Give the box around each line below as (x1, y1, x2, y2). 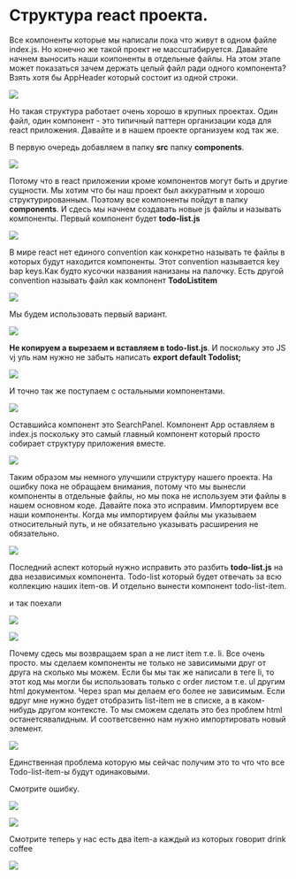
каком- (238, 695, 266, 706)
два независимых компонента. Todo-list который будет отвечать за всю (9, 571, 283, 582)
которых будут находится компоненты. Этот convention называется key (9, 256, 280, 266)
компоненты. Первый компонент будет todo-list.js (9, 213, 201, 224)
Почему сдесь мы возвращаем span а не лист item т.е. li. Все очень (9, 647, 265, 659)
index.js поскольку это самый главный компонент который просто (9, 428, 261, 439)
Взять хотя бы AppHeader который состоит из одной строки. (9, 72, 239, 82)
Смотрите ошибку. (9, 783, 80, 794)
